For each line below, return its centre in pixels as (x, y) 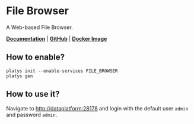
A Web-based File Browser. (39, 27)
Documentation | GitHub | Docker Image (57, 38)
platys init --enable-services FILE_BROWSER (62, 71)
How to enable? (36, 57)
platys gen (20, 76)
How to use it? (33, 94)
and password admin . (32, 115)
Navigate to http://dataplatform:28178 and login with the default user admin (97, 108)
